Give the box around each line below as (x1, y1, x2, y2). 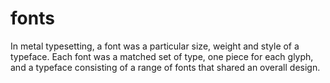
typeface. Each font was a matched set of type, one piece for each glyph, (10, 50, 314, 62)
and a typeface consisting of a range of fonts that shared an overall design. (10, 61, 321, 73)
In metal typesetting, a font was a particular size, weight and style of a (10, 40, 300, 52)
